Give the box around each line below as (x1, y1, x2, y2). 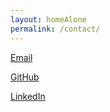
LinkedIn (10, 90, 46, 102)
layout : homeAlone (10, 14, 87, 25)
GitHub (10, 71, 40, 83)
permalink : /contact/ (10, 24, 101, 34)
